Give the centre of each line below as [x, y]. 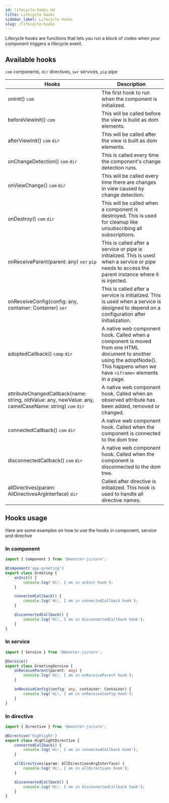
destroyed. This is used [129, 216]
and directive [19, 536]
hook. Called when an [127, 394]
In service [18, 641]
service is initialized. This [131, 295]
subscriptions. [118, 235]
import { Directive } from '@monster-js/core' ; [56, 727]
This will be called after [129, 134]
